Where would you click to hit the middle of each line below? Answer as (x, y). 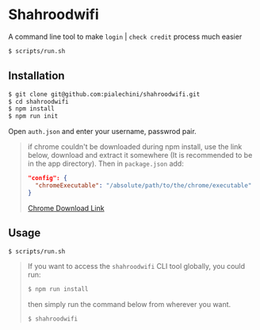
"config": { (47, 178)
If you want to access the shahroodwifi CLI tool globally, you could (136, 267)
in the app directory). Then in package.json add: (105, 163)
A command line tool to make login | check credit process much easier (125, 36)
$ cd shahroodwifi (38, 102)
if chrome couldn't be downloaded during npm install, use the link (135, 147)
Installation (36, 76)
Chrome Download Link (66, 208)
